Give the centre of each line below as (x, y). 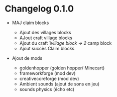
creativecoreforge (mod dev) (49, 78)
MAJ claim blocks (30, 23)
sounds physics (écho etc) (47, 89)
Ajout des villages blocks (45, 32)
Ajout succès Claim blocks (47, 48)
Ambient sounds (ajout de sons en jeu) (60, 84)
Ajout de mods (27, 58)
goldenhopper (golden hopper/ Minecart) (62, 68)
